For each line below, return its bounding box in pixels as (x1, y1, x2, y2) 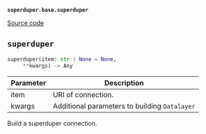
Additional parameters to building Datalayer (52, 101, 196, 111)
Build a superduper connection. (7, 119, 97, 127)
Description (104, 77, 144, 87)
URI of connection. (52, 89, 114, 99)
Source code (7, 19, 44, 27)
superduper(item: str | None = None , (7, 56, 117, 63)
